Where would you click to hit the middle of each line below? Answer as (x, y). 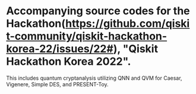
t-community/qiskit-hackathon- (87, 36)
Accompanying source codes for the (98, 11)
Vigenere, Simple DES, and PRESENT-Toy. (57, 84)
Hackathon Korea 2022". (69, 62)
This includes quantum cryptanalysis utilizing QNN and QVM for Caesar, (94, 78)
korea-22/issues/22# (60, 49)
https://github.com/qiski (127, 23)
